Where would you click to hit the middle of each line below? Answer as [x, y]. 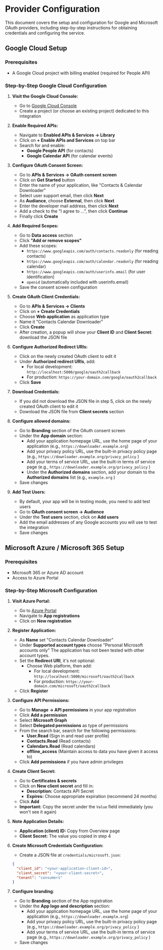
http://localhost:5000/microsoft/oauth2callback [84, 676]
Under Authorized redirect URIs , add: [57, 361]
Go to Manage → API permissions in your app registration [78, 709]
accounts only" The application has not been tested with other [82, 650]
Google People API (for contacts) [60, 151]
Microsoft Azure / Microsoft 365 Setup [65, 548]
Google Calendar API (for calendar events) [70, 155]
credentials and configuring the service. [45, 33]
